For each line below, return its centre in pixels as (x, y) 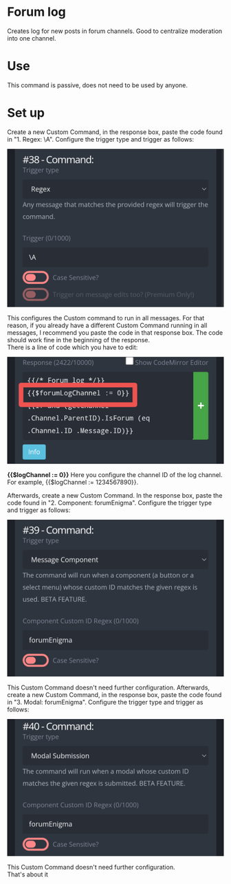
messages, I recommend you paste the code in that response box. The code (115, 333)
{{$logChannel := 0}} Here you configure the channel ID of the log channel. (115, 475)
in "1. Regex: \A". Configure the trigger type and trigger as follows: (101, 139)
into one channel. (32, 38)
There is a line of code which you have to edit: (73, 347)
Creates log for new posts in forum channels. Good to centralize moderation (115, 31)
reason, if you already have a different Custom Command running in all (107, 325)
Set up (26, 113)
